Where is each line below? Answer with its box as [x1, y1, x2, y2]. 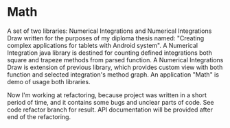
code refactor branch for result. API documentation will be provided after [7, 105, 213, 114]
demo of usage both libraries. [7, 77, 91, 86]
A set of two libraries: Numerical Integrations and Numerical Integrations [7, 27, 212, 35]
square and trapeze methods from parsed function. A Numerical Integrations [7, 55, 224, 64]
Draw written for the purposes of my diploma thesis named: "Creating [7, 34, 205, 42]
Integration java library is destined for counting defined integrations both [7, 49, 213, 57]
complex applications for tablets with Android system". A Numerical [7, 41, 198, 49]
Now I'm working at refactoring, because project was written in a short [7, 90, 207, 99]
